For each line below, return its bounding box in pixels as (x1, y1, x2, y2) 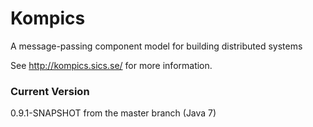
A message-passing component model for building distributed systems (10, 40, 303, 52)
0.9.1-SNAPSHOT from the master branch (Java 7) (10, 107, 217, 119)
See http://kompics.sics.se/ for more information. (10, 59, 213, 71)
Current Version (10, 84, 90, 98)
